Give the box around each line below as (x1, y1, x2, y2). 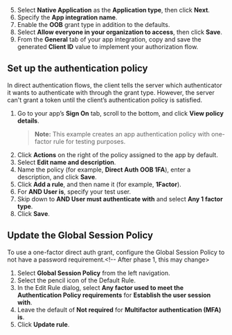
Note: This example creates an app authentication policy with (34, 129, 210, 138)
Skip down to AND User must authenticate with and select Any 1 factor (17, 194, 223, 203)
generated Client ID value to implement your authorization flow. (17, 43, 199, 51)
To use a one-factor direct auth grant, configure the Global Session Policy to (7, 248, 225, 256)
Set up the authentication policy (7, 62, 148, 75)
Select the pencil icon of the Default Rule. (17, 276, 136, 284)
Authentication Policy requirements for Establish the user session (17, 291, 211, 299)
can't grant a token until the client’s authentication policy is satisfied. (7, 96, 203, 104)
